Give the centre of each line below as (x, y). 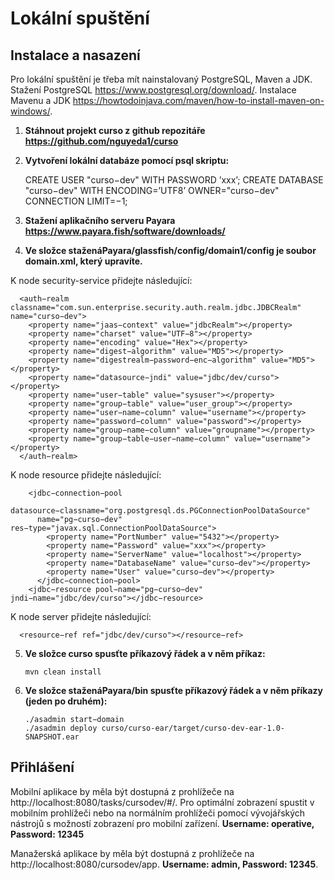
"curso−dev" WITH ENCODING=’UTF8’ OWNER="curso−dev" (152, 190)
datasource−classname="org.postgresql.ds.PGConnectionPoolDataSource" (160, 511)
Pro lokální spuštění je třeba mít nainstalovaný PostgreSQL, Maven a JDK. (161, 79)
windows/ (30, 111)
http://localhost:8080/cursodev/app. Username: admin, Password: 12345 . (164, 864)
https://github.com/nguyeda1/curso (101, 141)
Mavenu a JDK (40, 100)
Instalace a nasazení (75, 55)
